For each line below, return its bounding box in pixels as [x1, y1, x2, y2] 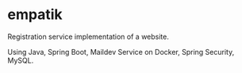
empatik [7, 6, 63, 24]
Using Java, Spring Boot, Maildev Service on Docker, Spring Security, [7, 47, 235, 56]
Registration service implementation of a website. [7, 32, 170, 41]
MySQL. [7, 56, 34, 65]
